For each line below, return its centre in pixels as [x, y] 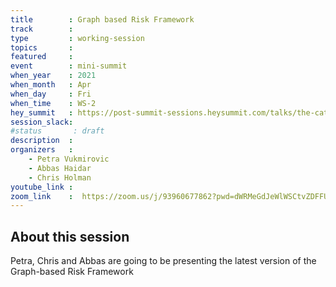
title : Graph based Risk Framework [102, 19]
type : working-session [77, 38]
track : [42, 29]
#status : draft [57, 131]
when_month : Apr [51, 85]
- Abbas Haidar [60, 168]
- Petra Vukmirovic [69, 159]
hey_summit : [42, 112]
